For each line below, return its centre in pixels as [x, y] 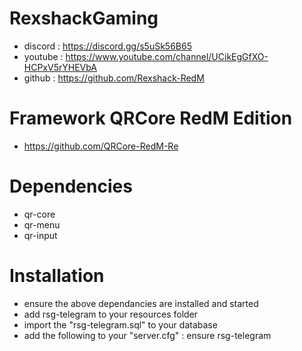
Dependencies [71, 186]
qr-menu [42, 224]
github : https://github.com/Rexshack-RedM [114, 78]
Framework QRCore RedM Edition [151, 118]
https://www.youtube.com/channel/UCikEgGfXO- [167, 56]
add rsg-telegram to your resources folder [111, 314]
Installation [57, 276]
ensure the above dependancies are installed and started [141, 303]
